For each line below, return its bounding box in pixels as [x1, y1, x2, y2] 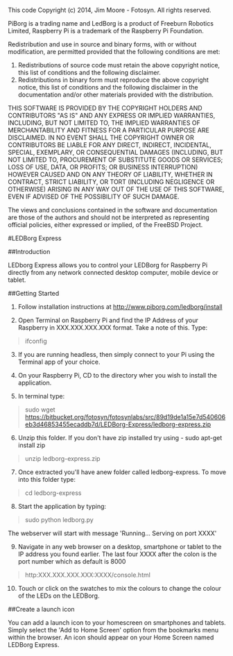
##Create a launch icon [8, 605, 75, 613]
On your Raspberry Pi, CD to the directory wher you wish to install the [17, 371, 217, 379]
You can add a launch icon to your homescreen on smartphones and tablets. [8, 619, 226, 627]
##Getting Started [8, 289, 60, 297]
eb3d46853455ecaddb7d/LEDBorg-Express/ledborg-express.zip [24, 420, 212, 428]
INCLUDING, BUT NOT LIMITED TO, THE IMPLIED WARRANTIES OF [8, 119, 200, 127]
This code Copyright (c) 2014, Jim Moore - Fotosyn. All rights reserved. [8, 6, 212, 14]
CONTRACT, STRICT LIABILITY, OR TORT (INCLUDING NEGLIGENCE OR [8, 178, 215, 186]
